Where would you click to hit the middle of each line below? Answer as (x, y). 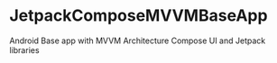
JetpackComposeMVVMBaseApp (138, 16)
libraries (24, 49)
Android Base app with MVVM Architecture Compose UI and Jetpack (138, 40)
